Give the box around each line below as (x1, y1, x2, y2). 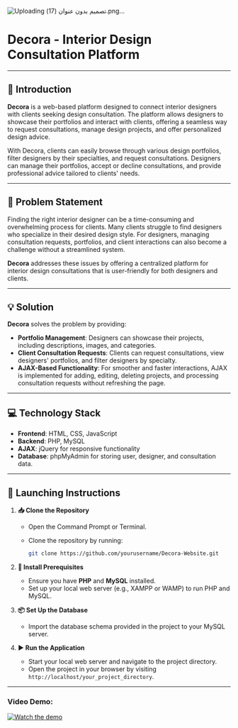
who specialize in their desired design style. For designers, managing (7, 230, 210, 238)
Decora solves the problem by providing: (7, 320, 127, 329)
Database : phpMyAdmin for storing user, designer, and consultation (17, 452, 216, 460)
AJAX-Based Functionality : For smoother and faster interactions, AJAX (17, 364, 228, 373)
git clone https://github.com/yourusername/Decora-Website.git (28, 550, 220, 557)
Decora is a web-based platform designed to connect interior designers (7, 102, 217, 111)
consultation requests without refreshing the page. (17, 379, 166, 387)
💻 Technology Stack (7, 407, 101, 419)
